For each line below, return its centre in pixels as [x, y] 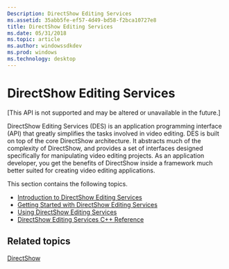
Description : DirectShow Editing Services [69, 14]
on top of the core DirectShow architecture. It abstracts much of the [104, 140]
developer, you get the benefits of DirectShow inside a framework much [110, 163]
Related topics [39, 242]
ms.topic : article [34, 40]
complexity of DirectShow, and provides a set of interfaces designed [105, 148]
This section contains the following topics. [68, 184]
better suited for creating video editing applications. [81, 170]
